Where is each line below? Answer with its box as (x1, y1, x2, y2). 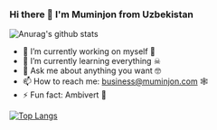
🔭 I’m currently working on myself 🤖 (22, 46, 156, 57)
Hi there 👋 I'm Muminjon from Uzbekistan (9, 8, 194, 21)
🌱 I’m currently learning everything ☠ (22, 56, 161, 67)
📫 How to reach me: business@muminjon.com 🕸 (22, 76, 208, 87)
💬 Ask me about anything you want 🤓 (22, 65, 161, 76)
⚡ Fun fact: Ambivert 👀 (22, 89, 107, 100)
